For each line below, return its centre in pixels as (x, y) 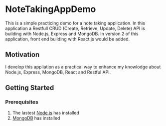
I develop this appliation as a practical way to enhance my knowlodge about (83, 66)
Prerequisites (22, 102)
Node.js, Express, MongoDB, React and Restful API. (58, 72)
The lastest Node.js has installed (46, 113)
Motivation (22, 55)
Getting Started (30, 88)
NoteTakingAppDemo (51, 9)
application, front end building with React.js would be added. (68, 39)
